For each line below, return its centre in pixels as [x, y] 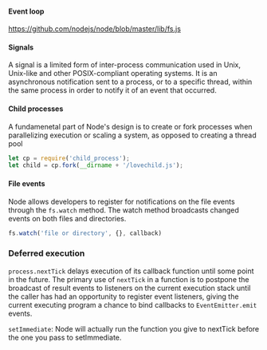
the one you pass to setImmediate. [65, 337]
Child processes [36, 109]
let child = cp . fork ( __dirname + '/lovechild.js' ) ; [96, 165]
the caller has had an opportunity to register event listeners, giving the [124, 296]
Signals [21, 47]
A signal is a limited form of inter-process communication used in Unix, [125, 65]
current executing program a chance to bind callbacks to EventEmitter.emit [133, 304]
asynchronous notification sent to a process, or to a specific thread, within [130, 82]
